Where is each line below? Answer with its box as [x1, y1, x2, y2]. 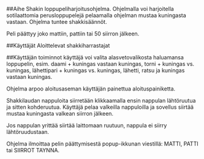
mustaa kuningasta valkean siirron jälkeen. [6, 110, 114, 117]
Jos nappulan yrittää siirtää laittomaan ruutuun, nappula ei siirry [6, 122, 167, 129]
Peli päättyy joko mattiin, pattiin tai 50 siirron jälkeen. [6, 30, 140, 37]
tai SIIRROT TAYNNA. [6, 147, 60, 153]
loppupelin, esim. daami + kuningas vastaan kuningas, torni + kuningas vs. [6, 61, 195, 67]
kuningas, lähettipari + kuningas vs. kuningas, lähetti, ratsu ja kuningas [6, 67, 185, 74]
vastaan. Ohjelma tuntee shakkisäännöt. [6, 18, 107, 25]
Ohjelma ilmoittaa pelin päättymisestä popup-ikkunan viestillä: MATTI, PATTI [6, 140, 198, 147]
